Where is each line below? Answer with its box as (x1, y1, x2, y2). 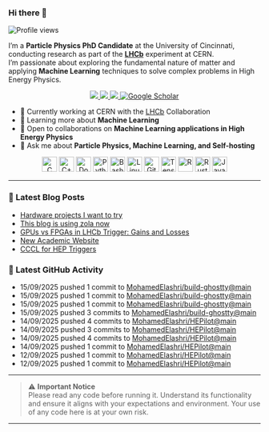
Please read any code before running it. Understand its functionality (27, 390, 252, 399)
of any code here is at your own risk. (27, 407, 149, 417)
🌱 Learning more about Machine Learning (19, 115, 160, 125)
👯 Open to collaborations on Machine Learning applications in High (19, 124, 245, 134)
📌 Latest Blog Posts (8, 192, 86, 203)
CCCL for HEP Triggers (19, 244, 97, 254)
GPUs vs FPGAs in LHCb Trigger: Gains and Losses (19, 227, 190, 237)
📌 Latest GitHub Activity (8, 264, 104, 275)
